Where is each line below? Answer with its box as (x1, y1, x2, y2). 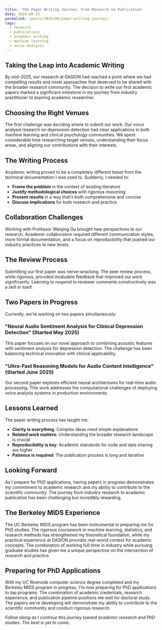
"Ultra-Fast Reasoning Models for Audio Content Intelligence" (5, 363, 154, 369)
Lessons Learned (5, 404, 58, 413)
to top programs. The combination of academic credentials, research (5, 590, 142, 596)
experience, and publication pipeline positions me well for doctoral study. (5, 595, 151, 601)
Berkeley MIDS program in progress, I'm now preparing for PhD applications (5, 584, 157, 590)
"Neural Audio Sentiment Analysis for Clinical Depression (5, 323, 144, 330)
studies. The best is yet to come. (5, 620, 70, 626)
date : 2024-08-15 (5, 12, 40, 17)
